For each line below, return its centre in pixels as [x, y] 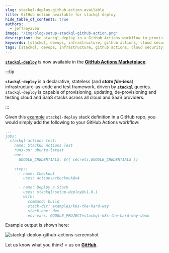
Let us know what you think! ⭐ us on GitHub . [52, 245]
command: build [43, 201]
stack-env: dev [43, 211]
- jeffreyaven [24, 29]
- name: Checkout [37, 174]
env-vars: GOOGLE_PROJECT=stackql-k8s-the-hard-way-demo [89, 215]
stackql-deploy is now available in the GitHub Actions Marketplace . [76, 61]
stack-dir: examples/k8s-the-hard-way [68, 206]
